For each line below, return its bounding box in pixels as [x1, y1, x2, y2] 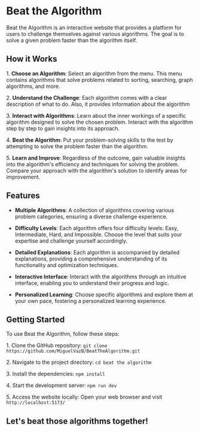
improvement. [6, 173, 41, 180]
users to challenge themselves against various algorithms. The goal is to [6, 30, 184, 37]
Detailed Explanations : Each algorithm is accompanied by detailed [14, 249, 180, 256]
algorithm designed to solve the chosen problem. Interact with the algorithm [6, 118, 193, 125]
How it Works [6, 54, 57, 64]
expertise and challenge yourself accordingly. [14, 237, 128, 244]
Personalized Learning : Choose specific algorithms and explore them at [14, 291, 193, 298]
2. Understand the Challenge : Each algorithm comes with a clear [6, 94, 167, 101]
